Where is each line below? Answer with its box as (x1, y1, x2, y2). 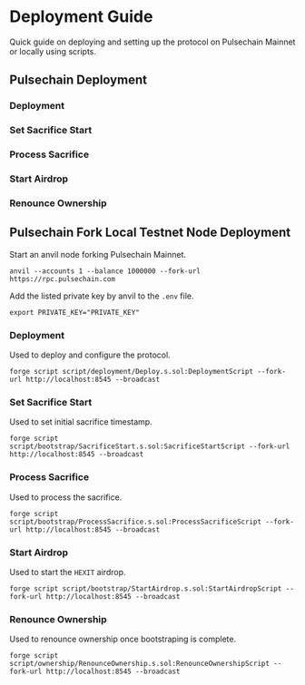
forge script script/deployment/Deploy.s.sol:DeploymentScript (9, 367, 254, 377)
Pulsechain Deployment (9, 73, 148, 88)
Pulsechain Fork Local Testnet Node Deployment (9, 225, 291, 240)
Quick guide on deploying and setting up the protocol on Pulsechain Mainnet (9, 36, 296, 47)
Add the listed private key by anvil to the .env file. (9, 290, 194, 301)
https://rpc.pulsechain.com (9, 274, 116, 283)
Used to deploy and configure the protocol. (9, 349, 171, 360)
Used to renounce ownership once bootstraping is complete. (9, 633, 237, 645)
